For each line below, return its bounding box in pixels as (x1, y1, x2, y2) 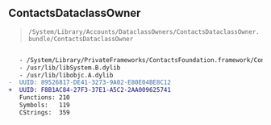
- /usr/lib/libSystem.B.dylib (19, 64, 121, 72)
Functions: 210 (19, 94, 70, 102)
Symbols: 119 (19, 101, 70, 110)
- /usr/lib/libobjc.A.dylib (19, 71, 114, 79)
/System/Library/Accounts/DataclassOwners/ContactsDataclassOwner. (27, 27, 260, 35)
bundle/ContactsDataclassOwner (27, 35, 134, 43)
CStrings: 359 (19, 108, 70, 116)
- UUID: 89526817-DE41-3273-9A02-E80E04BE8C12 (8, 78, 172, 87)
